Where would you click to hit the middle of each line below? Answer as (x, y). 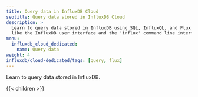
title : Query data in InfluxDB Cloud (52, 11)
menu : (13, 39)
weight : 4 (18, 55)
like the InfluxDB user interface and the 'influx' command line (93, 33)
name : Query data (38, 50)
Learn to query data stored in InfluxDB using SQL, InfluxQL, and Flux (101, 28)
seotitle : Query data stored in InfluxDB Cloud (66, 17)
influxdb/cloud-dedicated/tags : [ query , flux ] (64, 60)
